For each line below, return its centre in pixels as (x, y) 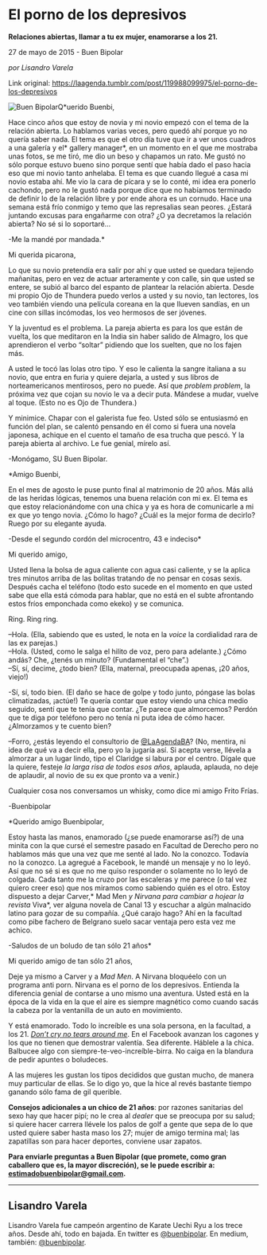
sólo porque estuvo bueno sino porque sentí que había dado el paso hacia (130, 164)
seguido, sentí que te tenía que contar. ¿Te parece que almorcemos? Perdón (133, 709)
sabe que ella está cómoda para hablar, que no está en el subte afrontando (131, 595)
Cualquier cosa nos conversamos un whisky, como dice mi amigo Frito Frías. (134, 791)
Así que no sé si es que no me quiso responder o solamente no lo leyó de (128, 870)
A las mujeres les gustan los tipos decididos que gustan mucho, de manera (131, 1075)
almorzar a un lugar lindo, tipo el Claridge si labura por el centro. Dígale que (132, 758)
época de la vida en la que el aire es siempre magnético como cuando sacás (133, 1002)
